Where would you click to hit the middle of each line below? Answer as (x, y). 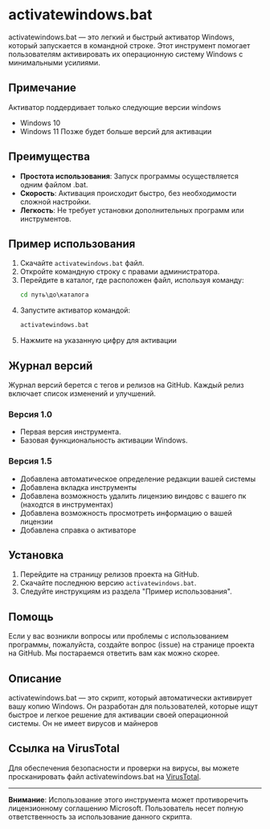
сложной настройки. (55, 202)
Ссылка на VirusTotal (64, 749)
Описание (35, 678)
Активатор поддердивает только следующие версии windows (115, 107)
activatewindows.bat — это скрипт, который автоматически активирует (131, 697)
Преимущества (49, 157)
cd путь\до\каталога (54, 295)
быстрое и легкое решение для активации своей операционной (119, 715)
